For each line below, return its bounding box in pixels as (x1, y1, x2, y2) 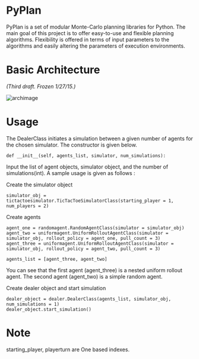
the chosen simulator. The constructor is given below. (6, 141, 138, 148)
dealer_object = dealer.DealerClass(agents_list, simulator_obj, (6, 296, 171, 302)
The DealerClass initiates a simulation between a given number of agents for (6, 135, 193, 142)
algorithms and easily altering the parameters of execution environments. (6, 42, 185, 49)
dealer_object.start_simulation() (6, 306, 92, 313)
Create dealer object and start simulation (6, 284, 106, 292)
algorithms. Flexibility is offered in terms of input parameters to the (6, 36, 169, 43)
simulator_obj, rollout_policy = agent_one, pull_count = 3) (6, 235, 161, 241)
